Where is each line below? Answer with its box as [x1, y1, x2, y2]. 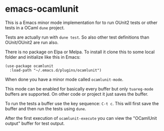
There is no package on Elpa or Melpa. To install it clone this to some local [5, 49, 155, 55]
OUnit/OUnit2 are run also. [5, 39, 59, 45]
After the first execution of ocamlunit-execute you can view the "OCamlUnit [5, 115, 157, 121]
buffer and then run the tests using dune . [5, 106, 87, 111]
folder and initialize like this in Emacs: [5, 54, 81, 60]
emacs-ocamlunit [5, 3, 79, 15]
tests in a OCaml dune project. [5, 24, 65, 30]
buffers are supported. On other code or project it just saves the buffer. [5, 91, 148, 97]
